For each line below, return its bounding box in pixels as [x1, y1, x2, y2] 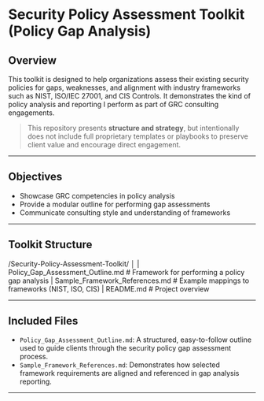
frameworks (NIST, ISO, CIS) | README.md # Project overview [8, 284, 210, 293]
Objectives [8, 170, 63, 184]
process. [19, 352, 49, 362]
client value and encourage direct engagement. [27, 140, 181, 149]
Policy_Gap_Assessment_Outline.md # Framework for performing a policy [8, 267, 245, 277]
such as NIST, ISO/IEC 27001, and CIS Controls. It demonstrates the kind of [8, 91, 251, 100]
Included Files [8, 314, 79, 328]
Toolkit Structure [8, 238, 93, 251]
